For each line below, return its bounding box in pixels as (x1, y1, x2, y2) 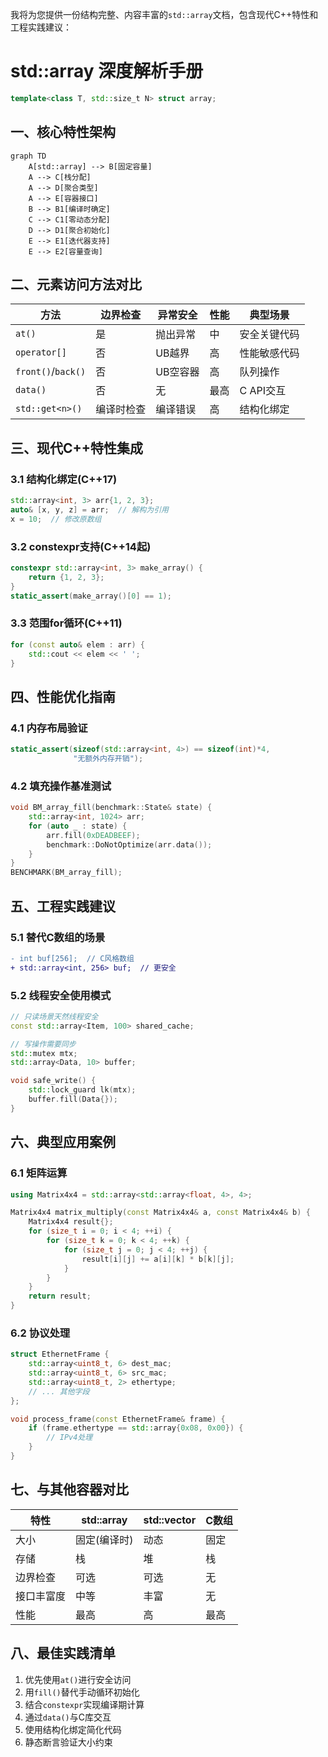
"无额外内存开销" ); (73, 754, 144, 764)
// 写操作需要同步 (10, 1039, 77, 1049)
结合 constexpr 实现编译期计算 (24, 1698, 145, 1710)
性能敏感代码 (239, 346, 300, 360)
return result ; (28, 1291, 92, 1302)
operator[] (15, 347, 67, 358)
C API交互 (239, 384, 287, 398)
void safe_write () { (10, 1076, 97, 1086)
